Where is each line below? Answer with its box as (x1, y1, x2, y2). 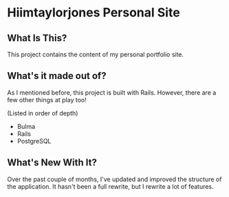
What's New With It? (7, 157, 98, 169)
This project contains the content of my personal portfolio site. (7, 50, 184, 58)
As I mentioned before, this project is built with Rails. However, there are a (7, 88, 217, 97)
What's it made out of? (7, 70, 107, 82)
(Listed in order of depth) (7, 108, 78, 117)
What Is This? (7, 32, 67, 44)
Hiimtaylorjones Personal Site (7, 5, 180, 21)
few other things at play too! (7, 95, 87, 104)
